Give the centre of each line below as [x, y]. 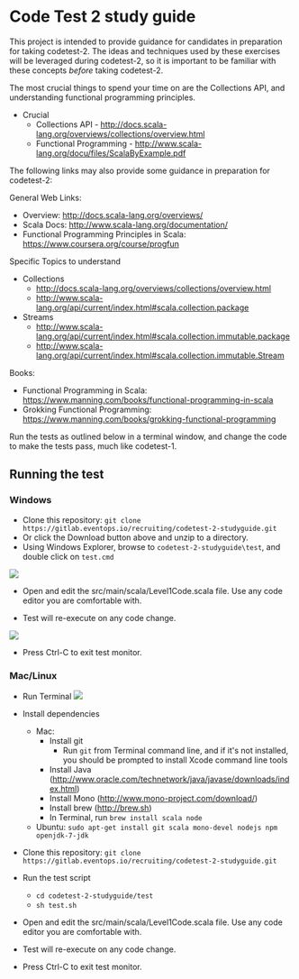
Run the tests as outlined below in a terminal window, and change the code [148, 436]
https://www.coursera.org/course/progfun [101, 243]
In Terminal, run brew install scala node [126, 817]
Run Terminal [47, 696]
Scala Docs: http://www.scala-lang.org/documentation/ [125, 224]
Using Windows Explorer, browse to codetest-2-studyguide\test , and [151, 546]
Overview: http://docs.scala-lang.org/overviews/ [113, 215]
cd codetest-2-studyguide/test [95, 896]
